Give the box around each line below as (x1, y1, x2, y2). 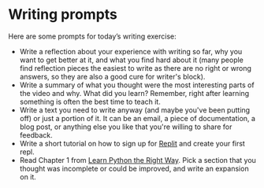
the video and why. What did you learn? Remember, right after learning (19, 88, 250, 98)
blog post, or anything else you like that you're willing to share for (19, 122, 232, 131)
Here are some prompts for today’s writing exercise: (8, 31, 177, 41)
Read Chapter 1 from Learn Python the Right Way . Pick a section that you (19, 155, 256, 164)
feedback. (19, 130, 53, 139)
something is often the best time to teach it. (19, 97, 162, 106)
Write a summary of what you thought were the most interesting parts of (19, 80, 255, 90)
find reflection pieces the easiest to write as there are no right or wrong (19, 63, 252, 72)
